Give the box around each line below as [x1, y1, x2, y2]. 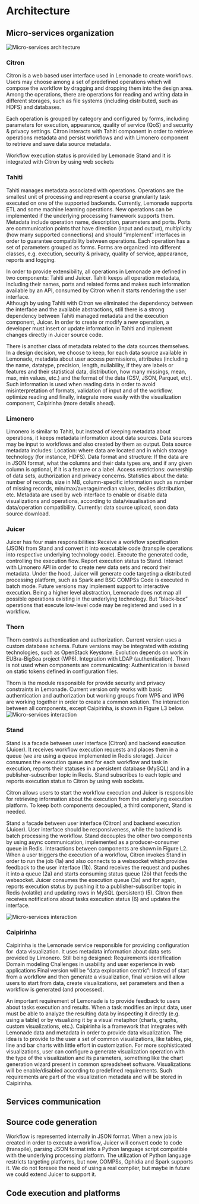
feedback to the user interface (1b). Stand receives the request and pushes [6, 864, 190, 871]
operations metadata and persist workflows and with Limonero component [6, 134, 189, 141]
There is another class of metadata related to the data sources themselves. [6, 342, 190, 349]
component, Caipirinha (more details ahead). [6, 399, 116, 406]
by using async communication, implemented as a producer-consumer [6, 838, 179, 846]
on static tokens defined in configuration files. [6, 668, 119, 675]
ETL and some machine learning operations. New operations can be [6, 205, 173, 212]
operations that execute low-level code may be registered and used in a [6, 602, 182, 609]
